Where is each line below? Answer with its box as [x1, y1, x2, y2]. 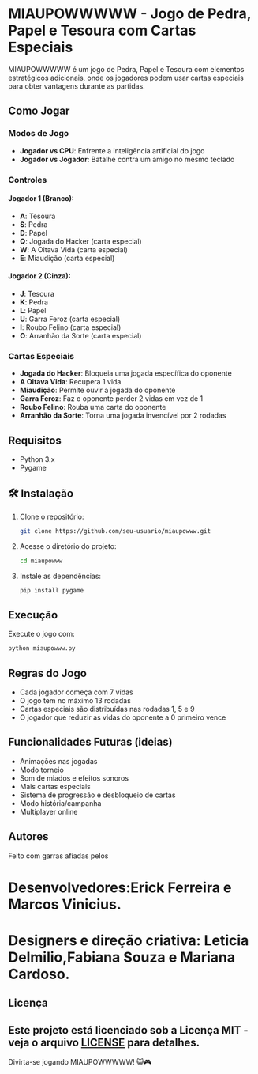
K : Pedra [19, 297, 49, 307]
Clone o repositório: [19, 512, 84, 521]
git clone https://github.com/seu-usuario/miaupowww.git [19, 527, 211, 535]
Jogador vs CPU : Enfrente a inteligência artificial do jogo [19, 146, 205, 155]
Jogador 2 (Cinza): [8, 271, 71, 281]
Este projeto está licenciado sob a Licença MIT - [8, 1023, 249, 1037]
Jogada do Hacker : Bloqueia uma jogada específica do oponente [19, 369, 233, 378]
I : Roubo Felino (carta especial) [19, 322, 122, 332]
